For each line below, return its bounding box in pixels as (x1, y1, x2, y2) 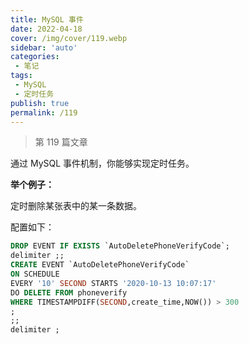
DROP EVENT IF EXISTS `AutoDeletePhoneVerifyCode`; (10, 241, 230, 251)
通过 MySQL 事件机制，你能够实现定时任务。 (10, 157, 195, 170)
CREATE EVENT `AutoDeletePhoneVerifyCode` (10, 260, 190, 270)
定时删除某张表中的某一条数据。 (10, 200, 142, 212)
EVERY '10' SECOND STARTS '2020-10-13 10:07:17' (10, 278, 217, 288)
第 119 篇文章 (34, 136, 88, 148)
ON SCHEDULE (10, 269, 60, 279)
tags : (10, 71, 33, 81)
